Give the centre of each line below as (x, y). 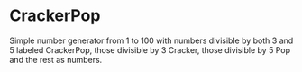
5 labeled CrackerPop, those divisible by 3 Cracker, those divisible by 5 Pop (150, 49)
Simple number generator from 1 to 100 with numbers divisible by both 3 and (151, 40)
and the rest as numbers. (56, 59)
